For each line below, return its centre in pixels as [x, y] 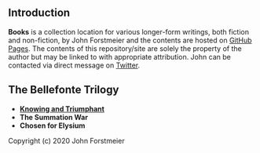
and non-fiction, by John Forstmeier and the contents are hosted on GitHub [130, 40]
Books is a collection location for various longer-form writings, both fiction [129, 31]
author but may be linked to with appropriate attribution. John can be [120, 56]
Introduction [39, 13]
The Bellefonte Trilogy [64, 90]
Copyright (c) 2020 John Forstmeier [66, 140]
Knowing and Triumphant [62, 108]
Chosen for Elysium [52, 126]
